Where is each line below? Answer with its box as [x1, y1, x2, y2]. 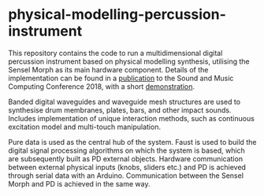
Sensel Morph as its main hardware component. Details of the [8, 65, 209, 74]
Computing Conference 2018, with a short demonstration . [8, 81, 195, 91]
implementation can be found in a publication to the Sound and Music [8, 73, 234, 83]
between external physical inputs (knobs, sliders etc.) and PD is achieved [8, 162, 247, 172]
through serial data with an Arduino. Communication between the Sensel [8, 171, 244, 180]
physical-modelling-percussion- [8, 6, 227, 24]
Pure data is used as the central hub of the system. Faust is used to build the [8, 137, 257, 146]
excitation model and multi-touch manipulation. [8, 122, 162, 131]
